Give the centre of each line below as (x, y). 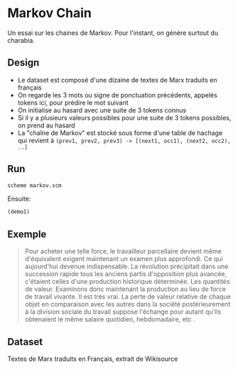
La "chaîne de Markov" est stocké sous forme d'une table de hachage (120, 132)
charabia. (21, 40)
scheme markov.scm (34, 185)
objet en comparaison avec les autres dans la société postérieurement (128, 305)
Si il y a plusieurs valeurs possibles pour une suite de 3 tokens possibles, (124, 117)
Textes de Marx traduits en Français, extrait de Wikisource (93, 359)
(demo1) (19, 212)
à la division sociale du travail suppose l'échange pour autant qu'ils (123, 312)
